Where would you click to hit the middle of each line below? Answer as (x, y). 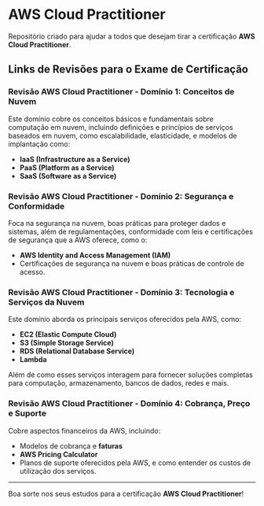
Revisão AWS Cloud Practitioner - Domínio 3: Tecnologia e (121, 292)
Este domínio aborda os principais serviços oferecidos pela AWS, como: (125, 319)
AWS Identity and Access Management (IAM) (95, 255)
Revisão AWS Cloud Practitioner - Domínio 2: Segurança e (121, 196)
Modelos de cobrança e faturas (71, 445)
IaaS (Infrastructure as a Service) (75, 159)
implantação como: (39, 144)
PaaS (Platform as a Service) (67, 168)
